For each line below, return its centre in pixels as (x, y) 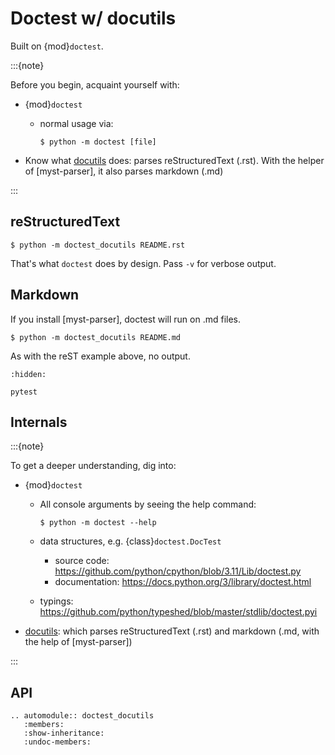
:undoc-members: (57, 742)
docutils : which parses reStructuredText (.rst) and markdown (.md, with (172, 631)
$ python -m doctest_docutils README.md (96, 337)
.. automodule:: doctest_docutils (82, 716)
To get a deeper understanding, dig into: (93, 466)
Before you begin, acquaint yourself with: (95, 84)
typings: (56, 601)
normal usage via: (76, 123)
